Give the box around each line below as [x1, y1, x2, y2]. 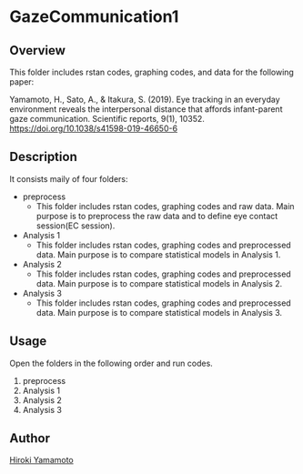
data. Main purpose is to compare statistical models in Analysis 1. [35, 248, 281, 260]
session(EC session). [35, 220, 116, 231]
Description [9, 149, 77, 165]
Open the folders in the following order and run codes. [9, 358, 214, 368]
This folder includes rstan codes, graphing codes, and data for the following [9, 66, 294, 77]
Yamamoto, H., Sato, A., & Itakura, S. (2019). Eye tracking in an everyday [9, 94, 280, 105]
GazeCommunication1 [9, 6, 179, 27]
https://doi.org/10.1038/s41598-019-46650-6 [9, 123, 178, 134]
